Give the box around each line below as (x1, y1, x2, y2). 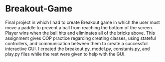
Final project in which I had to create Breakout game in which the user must (5, 19, 161, 25)
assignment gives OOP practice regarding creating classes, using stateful (5, 35, 156, 41)
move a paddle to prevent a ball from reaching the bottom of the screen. (5, 24, 154, 30)
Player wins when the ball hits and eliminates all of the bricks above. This (5, 30, 156, 36)
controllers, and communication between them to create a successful (5, 40, 148, 46)
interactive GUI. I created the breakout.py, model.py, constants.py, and (5, 46, 150, 52)
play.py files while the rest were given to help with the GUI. (5, 51, 126, 57)
